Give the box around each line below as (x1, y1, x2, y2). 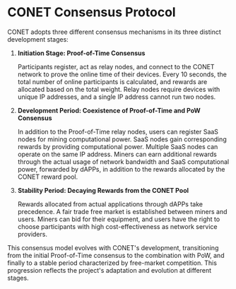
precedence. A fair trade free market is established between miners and (17, 207, 228, 216)
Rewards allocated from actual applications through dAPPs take (17, 199, 203, 208)
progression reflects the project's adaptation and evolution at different (7, 266, 212, 274)
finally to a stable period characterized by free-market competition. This (7, 259, 218, 267)
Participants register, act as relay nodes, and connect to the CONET (17, 62, 215, 71)
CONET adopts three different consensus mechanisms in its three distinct (7, 28, 221, 36)
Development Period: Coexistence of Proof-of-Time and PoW (17, 106, 201, 114)
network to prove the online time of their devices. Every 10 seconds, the (17, 70, 228, 78)
